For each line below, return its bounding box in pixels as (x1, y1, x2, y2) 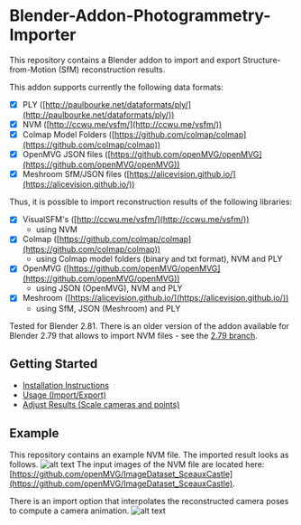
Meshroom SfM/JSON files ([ (22, 169, 131, 180)
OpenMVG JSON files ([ (22, 149, 111, 160)
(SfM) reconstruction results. (58, 64, 166, 75)
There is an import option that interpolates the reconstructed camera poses (9, 496, 289, 507)
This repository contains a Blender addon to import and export (9, 54, 242, 65)
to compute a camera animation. (9, 505, 130, 516)
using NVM (35, 224, 78, 235)
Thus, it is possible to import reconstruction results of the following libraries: (9, 196, 293, 208)
